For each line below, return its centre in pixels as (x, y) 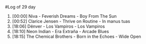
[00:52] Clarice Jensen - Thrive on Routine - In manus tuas (71, 21)
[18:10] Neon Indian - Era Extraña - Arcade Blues (60, 31)
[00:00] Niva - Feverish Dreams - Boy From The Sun (64, 16)
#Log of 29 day (20, 7)
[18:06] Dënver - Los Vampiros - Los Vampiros (58, 26)
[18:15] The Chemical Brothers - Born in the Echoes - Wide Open (77, 36)
